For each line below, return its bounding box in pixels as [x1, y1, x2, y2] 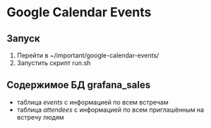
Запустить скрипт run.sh [16, 59, 91, 67]
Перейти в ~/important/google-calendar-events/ [16, 51, 159, 59]
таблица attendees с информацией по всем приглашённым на [16, 105, 205, 114]
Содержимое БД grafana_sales [6, 79, 151, 91]
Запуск [6, 33, 40, 45]
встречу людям [16, 112, 64, 121]
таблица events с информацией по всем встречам [16, 98, 169, 106]
